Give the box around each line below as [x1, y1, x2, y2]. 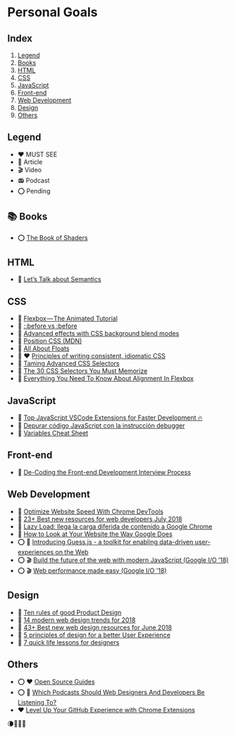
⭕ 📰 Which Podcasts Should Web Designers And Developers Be [17, 688, 206, 697]
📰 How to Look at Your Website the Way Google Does [17, 530, 173, 538]
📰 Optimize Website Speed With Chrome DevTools [17, 507, 164, 516]
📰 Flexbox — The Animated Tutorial [17, 315, 118, 323]
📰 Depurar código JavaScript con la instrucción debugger [17, 421, 185, 430]
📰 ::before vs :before [17, 322, 77, 330]
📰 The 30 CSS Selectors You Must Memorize [17, 367, 148, 375]
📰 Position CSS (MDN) [17, 336, 82, 346]
